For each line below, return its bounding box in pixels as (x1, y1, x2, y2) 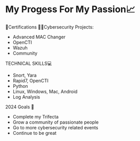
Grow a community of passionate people (12, 119, 99, 125)
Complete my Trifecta (12, 113, 59, 120)
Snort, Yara (12, 72, 37, 78)
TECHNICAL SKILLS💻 (5, 60, 52, 66)
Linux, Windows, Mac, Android (12, 88, 78, 95)
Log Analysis (12, 93, 40, 100)
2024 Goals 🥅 (5, 104, 34, 110)
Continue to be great (12, 130, 57, 136)
